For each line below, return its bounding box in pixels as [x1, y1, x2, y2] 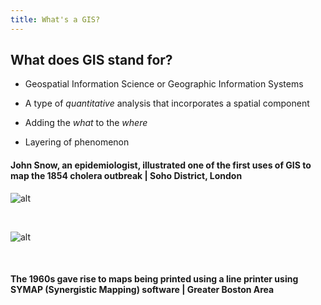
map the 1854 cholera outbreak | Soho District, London [10, 170, 243, 182]
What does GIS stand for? [10, 52, 173, 69]
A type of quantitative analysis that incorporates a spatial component [24, 97, 310, 110]
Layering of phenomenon [24, 136, 130, 148]
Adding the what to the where [24, 117, 148, 129]
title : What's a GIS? [10, 14, 101, 25]
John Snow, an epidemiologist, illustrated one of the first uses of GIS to [10, 159, 312, 171]
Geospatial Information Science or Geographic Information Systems [24, 78, 304, 90]
